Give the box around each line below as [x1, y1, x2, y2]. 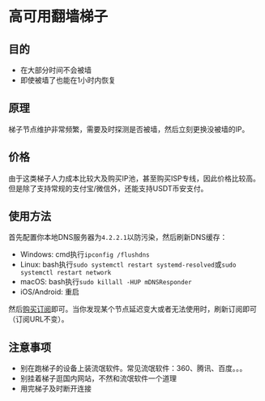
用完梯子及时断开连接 [19, 384, 92, 394]
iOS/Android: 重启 [19, 287, 79, 296]
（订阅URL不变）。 [8, 314, 69, 324]
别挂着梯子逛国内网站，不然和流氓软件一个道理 [19, 373, 177, 383]
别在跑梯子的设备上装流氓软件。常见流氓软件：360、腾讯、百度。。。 [19, 364, 247, 373]
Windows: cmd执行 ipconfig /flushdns [19, 250, 150, 259]
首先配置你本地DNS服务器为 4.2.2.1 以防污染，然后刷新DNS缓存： [8, 232, 228, 242]
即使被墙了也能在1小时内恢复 [19, 75, 116, 85]
